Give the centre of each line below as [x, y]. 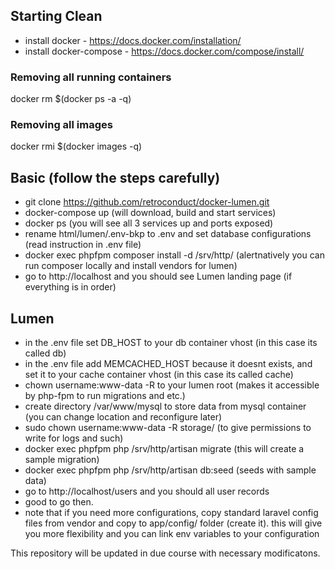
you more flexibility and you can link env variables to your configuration [172, 534]
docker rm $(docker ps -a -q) [71, 99]
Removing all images [61, 125]
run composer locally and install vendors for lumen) [131, 266]
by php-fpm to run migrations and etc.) [105, 396]
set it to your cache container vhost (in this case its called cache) [159, 375]
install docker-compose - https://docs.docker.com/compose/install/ [164, 51]
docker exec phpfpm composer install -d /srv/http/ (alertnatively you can [174, 255]
